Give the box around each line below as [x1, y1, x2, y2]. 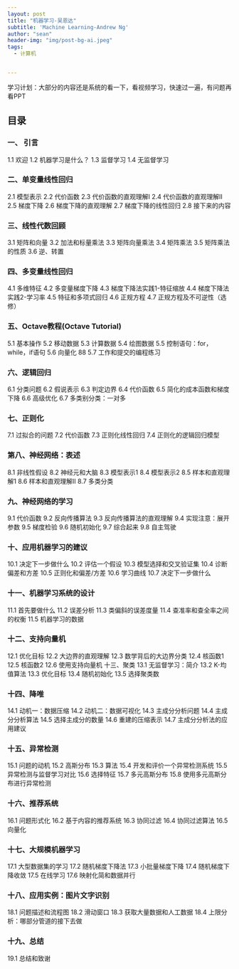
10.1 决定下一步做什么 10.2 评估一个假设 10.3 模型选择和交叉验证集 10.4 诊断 [7, 560, 228, 568]
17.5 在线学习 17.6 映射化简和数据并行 [27, 871, 136, 879]
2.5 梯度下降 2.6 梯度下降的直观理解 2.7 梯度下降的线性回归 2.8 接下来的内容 [7, 201, 231, 210]
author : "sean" [7, 30, 53, 38]
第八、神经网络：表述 [7, 450, 80, 460]
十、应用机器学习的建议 [7, 542, 87, 552]
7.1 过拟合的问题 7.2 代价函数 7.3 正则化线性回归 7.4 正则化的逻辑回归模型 [7, 431, 220, 440]
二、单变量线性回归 [7, 175, 73, 185]
